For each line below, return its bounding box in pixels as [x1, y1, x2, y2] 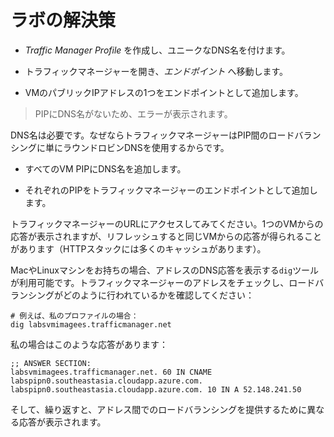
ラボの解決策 [10, 9, 117, 32]
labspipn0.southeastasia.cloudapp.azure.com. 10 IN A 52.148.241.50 [10, 384, 302, 395]
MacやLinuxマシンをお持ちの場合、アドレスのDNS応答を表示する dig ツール [10, 264, 320, 276]
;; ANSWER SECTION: [10, 358, 92, 368]
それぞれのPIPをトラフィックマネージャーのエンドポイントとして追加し [24, 184, 318, 196]
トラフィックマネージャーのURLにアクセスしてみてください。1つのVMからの [10, 217, 324, 230]
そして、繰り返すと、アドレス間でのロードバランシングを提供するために [10, 403, 308, 415]
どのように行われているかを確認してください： [62, 289, 255, 301]
